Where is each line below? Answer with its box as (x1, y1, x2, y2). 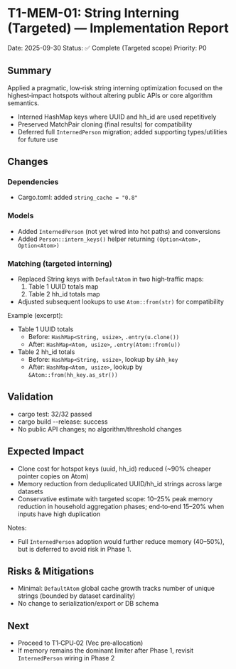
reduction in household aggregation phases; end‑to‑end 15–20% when (17, 502, 225, 510)
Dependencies (7, 177, 59, 187)
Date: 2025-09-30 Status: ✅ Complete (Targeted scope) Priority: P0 (7, 43, 208, 52)
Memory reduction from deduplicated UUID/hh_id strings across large (17, 479, 222, 488)
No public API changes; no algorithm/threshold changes (17, 424, 183, 433)
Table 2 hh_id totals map (28, 290, 101, 299)
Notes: (7, 523, 27, 532)
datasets (17, 487, 44, 496)
